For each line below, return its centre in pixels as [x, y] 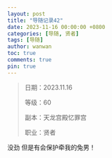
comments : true [30, 60]
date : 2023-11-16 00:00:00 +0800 [56, 27]
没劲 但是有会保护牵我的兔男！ [51, 147]
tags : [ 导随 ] [25, 40]
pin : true [22, 66]
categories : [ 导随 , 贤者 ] [43, 34]
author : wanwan [30, 47]
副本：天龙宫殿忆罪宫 [55, 117]
